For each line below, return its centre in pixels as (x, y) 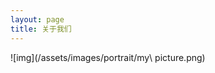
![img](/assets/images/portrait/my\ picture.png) (108, 57)
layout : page (37, 19)
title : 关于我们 (41, 29)
